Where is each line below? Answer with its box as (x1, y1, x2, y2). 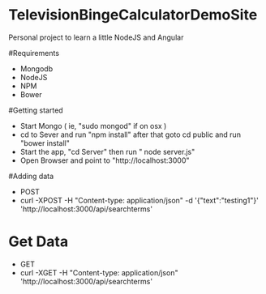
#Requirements (8, 48, 59, 58)
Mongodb (19, 63, 54, 74)
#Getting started (8, 105, 63, 115)
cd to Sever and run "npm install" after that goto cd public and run (19, 130, 242, 139)
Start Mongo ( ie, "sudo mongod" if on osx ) (19, 121, 167, 130)
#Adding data (8, 171, 54, 181)
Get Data (8, 232, 69, 251)
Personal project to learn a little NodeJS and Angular (8, 32, 184, 42)
